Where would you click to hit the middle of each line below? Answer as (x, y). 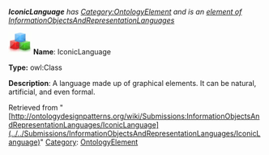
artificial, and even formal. (52, 92)
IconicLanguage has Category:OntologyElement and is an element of (125, 12)
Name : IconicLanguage (72, 52)
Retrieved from (33, 108)
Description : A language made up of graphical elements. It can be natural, (132, 83)
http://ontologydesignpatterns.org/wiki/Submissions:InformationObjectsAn (135, 116)
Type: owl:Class (35, 67)
